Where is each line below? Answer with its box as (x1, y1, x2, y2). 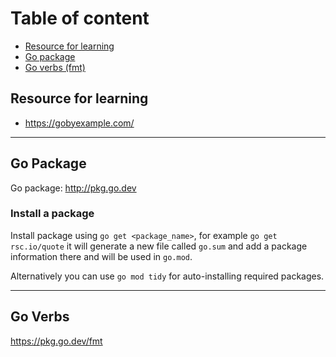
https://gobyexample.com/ (24, 117, 135, 129)
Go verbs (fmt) (24, 61, 86, 73)
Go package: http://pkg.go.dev (10, 182, 137, 194)
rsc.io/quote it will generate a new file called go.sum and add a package (10, 240, 308, 252)
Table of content (10, 7, 150, 30)
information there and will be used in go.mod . (10, 250, 193, 262)
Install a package (10, 207, 95, 221)
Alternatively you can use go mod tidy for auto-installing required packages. (10, 270, 325, 282)
